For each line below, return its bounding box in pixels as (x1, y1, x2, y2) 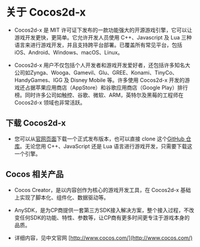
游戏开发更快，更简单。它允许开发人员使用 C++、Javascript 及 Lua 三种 (14, 33, 192, 41)
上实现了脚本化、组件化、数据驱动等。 (14, 194, 109, 201)
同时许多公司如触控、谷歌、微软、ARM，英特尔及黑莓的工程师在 (25, 91, 184, 99)
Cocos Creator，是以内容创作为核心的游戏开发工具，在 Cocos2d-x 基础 (14, 186, 191, 193)
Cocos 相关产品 (5, 169, 64, 179)
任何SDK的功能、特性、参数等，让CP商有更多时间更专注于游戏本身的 (19, 214, 190, 221)
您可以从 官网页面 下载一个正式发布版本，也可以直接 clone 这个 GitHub (14, 135, 185, 142)
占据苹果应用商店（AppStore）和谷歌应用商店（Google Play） (25, 84, 178, 91)
